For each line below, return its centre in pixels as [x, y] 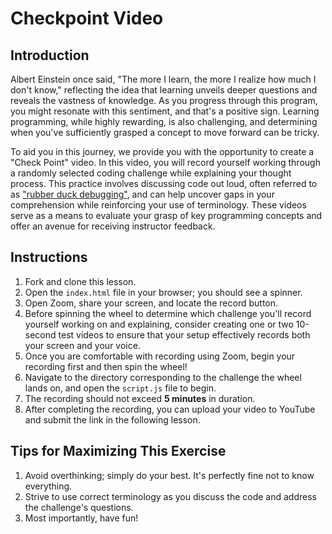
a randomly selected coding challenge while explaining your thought [151, 173]
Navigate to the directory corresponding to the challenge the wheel [163, 377]
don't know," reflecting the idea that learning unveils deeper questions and [164, 90]
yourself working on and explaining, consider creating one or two [159, 324]
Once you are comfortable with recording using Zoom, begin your [160, 356]
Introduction [50, 55]
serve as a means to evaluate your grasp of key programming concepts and [166, 215]
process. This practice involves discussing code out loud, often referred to [164, 183]
